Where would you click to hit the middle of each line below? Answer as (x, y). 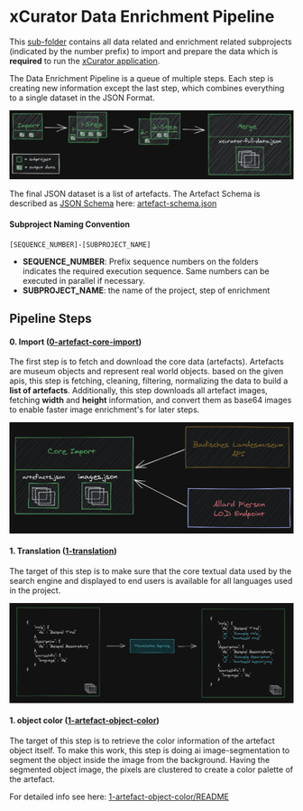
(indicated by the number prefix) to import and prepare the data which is (144, 51)
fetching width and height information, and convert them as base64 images (151, 401)
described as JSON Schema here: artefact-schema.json (113, 203)
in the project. (35, 590)
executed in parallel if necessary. (84, 280)
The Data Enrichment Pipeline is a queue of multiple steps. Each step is (142, 78)
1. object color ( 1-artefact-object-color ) (84, 721)
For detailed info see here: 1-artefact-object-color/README (119, 797)
